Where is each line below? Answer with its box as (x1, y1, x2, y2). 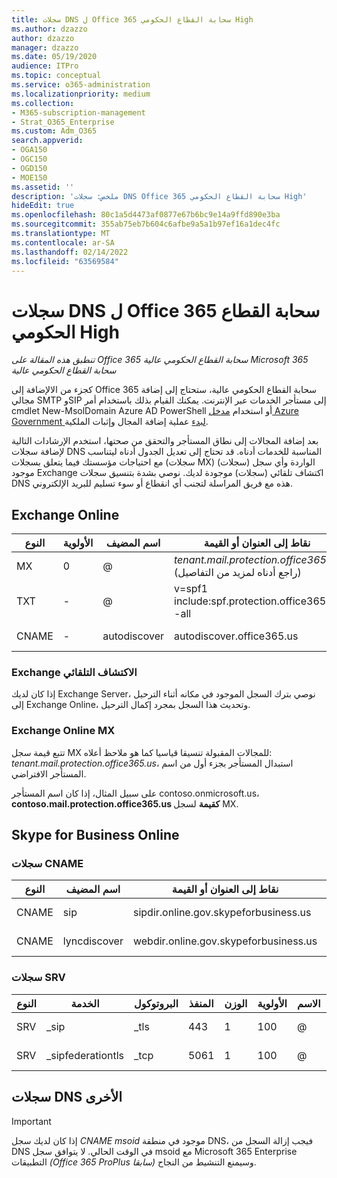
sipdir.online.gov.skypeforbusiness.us (132, 906, 312, 920)
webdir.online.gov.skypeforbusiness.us (132, 934, 318, 948)
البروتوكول (134, 996, 179, 1010)
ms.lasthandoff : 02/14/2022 (11, 247, 129, 257)
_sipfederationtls (45, 1048, 125, 1062)
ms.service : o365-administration (11, 80, 151, 90)
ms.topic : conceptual (11, 71, 102, 81)
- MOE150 (11, 172, 48, 183)
